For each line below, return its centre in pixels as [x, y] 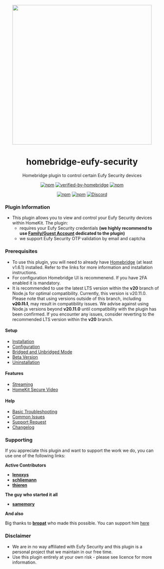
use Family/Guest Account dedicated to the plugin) [72, 233]
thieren [20, 485]
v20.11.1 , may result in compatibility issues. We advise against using [80, 303]
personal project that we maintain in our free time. [62, 552]
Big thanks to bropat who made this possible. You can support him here [77, 523]
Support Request [29, 422]
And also [14, 514]
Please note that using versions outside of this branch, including [77, 298]
